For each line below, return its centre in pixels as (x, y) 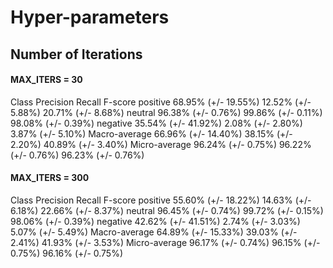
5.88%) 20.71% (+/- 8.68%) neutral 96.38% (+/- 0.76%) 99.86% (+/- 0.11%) (166, 112)
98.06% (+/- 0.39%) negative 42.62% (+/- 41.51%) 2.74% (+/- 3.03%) (155, 221)
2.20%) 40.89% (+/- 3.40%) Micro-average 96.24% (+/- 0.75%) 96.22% (161, 144)
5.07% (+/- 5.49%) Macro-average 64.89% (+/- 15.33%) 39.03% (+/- (154, 232)
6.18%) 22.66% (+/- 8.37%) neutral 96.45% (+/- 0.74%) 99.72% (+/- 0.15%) (167, 210)
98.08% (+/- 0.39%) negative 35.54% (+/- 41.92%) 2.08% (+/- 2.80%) (156, 123)
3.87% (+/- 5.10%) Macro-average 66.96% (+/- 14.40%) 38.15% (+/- (151, 133)
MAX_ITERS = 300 (50, 178)
